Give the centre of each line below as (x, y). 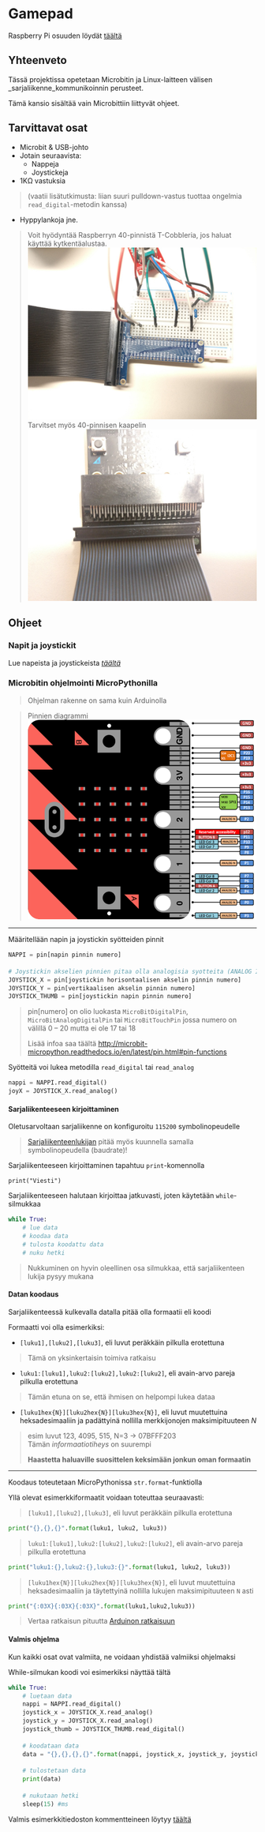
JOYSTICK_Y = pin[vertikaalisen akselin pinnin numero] (102, 988)
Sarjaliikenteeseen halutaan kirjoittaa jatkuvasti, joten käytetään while (121, 1196)
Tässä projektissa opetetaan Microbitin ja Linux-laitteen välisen (110, 79)
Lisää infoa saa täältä (62, 1044)
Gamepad (41, 14)
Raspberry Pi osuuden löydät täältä (65, 36)
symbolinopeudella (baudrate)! (77, 1151)
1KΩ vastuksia (42, 180)
